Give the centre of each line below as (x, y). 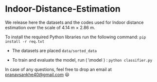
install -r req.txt (25, 41)
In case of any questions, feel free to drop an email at (58, 69)
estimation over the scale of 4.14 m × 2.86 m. (50, 27)
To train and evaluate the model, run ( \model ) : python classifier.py (82, 60)
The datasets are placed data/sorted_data (54, 50)
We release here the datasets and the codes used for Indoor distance (74, 22)
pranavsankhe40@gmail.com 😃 (37, 74)
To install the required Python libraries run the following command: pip (76, 37)
